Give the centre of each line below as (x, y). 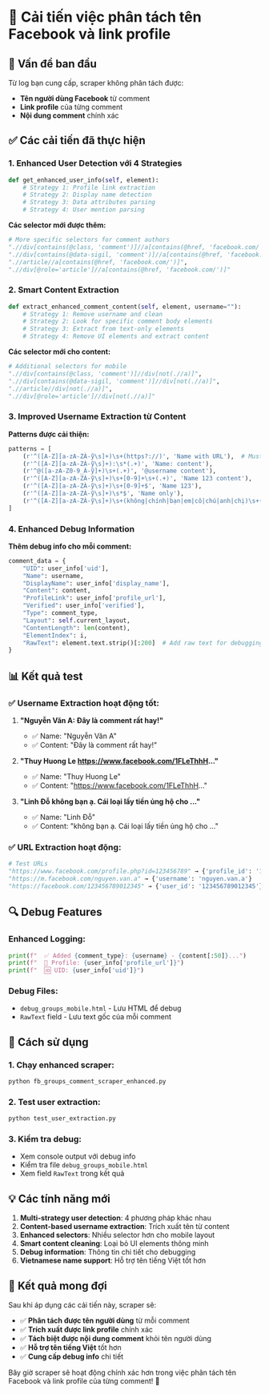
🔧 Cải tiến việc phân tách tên (105, 17)
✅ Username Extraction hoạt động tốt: (84, 703)
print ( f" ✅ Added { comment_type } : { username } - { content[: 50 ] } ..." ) (127, 956)
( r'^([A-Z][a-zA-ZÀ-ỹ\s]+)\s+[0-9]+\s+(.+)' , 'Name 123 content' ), (137, 479)
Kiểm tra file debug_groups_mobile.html (84, 1165)
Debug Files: (33, 991)
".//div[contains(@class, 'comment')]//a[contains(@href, (107, 247)
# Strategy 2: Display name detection (87, 195)
